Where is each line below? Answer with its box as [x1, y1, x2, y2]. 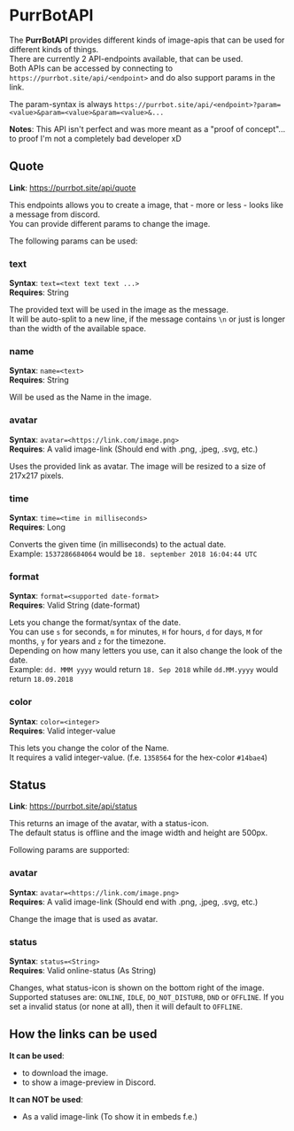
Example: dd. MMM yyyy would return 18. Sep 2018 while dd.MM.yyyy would [9, 664, 279, 675]
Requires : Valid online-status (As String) [9, 964, 157, 975]
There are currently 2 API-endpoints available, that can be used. [9, 53, 244, 64]
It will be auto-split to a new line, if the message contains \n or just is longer [9, 314, 286, 324]
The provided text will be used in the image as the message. [9, 305, 228, 315]
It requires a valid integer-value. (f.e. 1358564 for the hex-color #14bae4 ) [9, 752, 268, 763]
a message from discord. [9, 209, 100, 220]
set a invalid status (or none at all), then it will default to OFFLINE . [9, 1001, 244, 1011]
